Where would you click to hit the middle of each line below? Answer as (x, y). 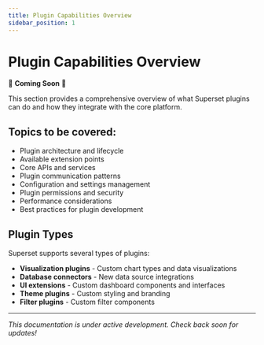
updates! (22, 333)
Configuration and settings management (85, 184)
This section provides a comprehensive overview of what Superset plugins (129, 98)
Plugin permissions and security (71, 193)
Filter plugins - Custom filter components (87, 302)
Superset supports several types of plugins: (79, 254)
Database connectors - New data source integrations (107, 277)
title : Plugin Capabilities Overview (70, 15)
